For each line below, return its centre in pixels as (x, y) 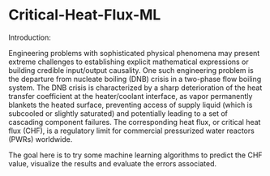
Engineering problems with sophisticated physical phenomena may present (134, 53)
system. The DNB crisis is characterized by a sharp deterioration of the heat (135, 88)
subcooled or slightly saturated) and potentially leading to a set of (118, 113)
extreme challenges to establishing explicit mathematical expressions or (129, 62)
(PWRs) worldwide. (41, 139)
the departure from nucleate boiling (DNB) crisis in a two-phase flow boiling (135, 79)
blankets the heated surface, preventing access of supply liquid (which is (131, 105)
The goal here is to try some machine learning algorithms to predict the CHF (135, 155)
